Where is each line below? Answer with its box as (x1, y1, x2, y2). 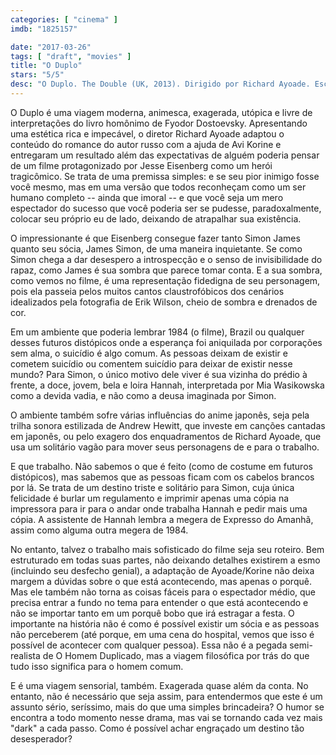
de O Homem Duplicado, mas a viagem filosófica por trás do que (42, 649, 310, 661)
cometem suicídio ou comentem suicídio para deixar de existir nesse (10, 357, 293, 370)
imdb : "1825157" (10, 24, 78, 34)
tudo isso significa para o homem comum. (10, 660, 184, 672)
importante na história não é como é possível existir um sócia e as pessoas (10, 617, 320, 630)
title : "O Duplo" (10, 61, 83, 71)
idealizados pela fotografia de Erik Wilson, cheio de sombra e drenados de (10, 296, 318, 308)
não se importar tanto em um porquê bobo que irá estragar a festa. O (10, 607, 295, 619)
